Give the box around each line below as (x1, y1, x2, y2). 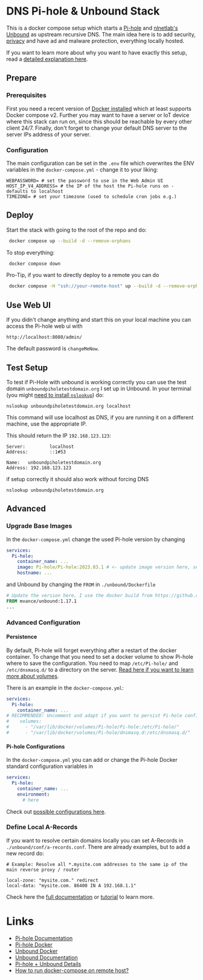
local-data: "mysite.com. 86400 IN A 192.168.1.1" (6, 882, 137, 888)
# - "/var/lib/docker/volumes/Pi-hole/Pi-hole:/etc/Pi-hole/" (6, 724, 180, 730)
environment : (17, 791, 50, 798)
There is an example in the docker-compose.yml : (6, 684, 124, 692)
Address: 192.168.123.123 (6, 465, 71, 471)
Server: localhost (6, 444, 74, 450)
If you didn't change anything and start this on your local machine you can (6, 316, 192, 324)
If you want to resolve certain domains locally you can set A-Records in (6, 836, 184, 844)
